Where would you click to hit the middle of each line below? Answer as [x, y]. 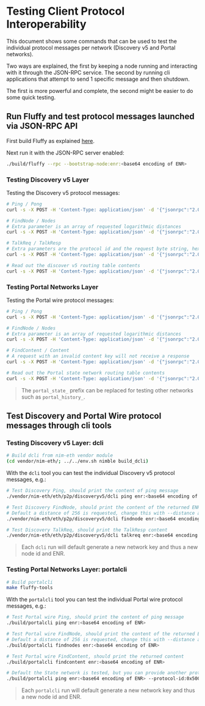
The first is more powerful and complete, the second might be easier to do [100, 90]
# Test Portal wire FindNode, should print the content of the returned [101, 634]
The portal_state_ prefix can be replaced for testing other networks [107, 390]
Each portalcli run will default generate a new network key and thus [108, 690]
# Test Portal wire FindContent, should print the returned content [95, 656]
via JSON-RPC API [42, 126]
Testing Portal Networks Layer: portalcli [67, 570]
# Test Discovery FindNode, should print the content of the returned [98, 507]
